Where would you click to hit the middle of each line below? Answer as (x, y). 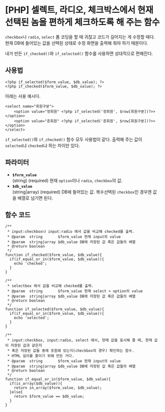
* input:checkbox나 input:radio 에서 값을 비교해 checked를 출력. (71, 232)
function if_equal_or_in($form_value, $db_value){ (58, 379)
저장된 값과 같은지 (26, 346)
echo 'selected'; (32, 318)
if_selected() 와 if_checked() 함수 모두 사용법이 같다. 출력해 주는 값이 (74, 139)
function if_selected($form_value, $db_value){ (55, 309)
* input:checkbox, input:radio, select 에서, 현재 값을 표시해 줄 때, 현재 (80, 340)
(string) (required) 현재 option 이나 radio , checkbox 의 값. (67, 180)
